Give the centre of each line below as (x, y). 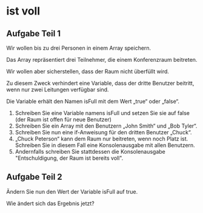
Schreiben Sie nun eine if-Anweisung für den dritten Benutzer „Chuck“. (103, 132)
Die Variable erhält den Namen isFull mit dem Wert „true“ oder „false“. (93, 101)
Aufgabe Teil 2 (34, 177)
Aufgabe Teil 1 (34, 34)
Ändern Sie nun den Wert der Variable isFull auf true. (72, 191)
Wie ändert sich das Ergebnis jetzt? (51, 203)
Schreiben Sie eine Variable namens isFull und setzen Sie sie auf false (102, 113)
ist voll (23, 11)
